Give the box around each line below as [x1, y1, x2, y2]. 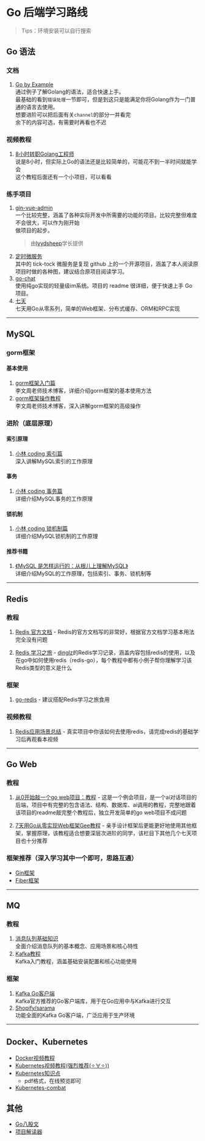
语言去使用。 [26, 103, 59, 111]
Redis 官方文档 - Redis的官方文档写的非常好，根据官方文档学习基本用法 [15, 629, 195, 636]
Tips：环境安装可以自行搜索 [21, 27, 92, 34]
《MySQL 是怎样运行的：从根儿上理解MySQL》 [15, 563, 128, 570]
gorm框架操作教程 [15, 395, 61, 402]
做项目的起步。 [15, 227, 53, 234]
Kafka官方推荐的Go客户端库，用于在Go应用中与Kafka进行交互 [15, 997, 171, 1005]
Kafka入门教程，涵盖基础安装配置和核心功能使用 [15, 958, 137, 965]
